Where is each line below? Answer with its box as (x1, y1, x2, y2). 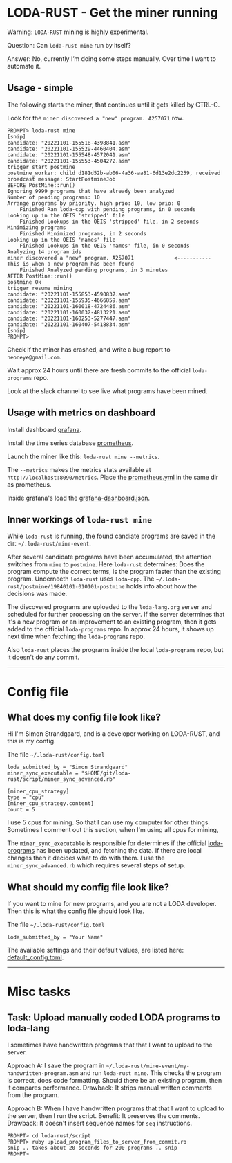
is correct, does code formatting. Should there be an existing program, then (7, 1076, 222, 1085)
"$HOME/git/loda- (81, 770, 131, 777)
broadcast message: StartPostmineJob (7, 175, 116, 183)
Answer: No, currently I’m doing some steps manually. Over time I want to (7, 54, 216, 63)
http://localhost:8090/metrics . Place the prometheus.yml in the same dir (7, 473, 219, 481)
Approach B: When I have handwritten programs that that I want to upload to (7, 1104, 224, 1112)
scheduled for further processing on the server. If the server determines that (7, 611, 225, 619)
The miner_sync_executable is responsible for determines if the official (7, 839, 207, 847)
